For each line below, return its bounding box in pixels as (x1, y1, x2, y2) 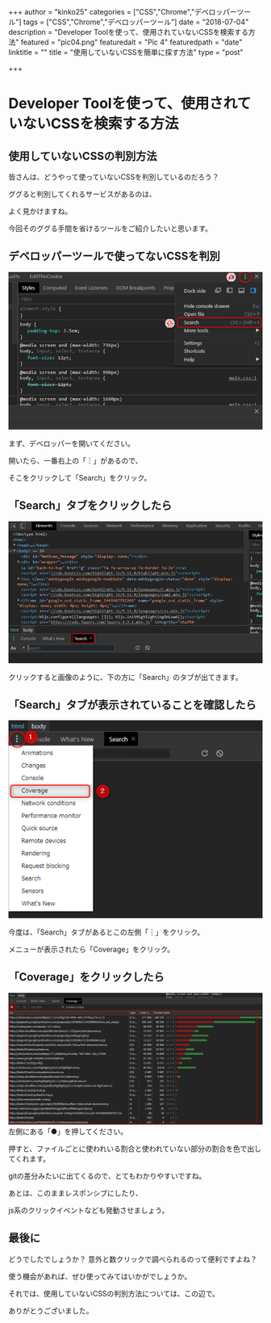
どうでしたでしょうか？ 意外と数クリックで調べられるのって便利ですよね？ (8, 1254, 258, 1264)
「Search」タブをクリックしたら (8, 499, 173, 513)
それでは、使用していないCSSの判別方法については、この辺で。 (8, 1288, 220, 1298)
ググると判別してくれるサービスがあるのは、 (8, 189, 156, 199)
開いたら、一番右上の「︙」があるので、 (8, 456, 143, 465)
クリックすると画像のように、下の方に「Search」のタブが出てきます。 (8, 672, 244, 682)
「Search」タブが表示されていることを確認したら (8, 698, 256, 712)
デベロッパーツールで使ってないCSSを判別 (8, 250, 220, 263)
